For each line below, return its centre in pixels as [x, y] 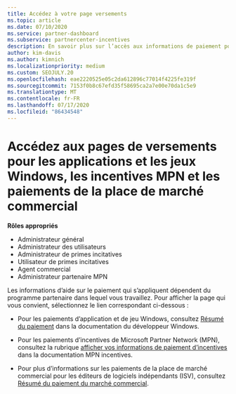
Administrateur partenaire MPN [62, 276]
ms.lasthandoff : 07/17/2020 [48, 105]
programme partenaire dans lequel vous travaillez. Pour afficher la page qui [117, 297]
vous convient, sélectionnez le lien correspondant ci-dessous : [98, 305]
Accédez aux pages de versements [112, 146]
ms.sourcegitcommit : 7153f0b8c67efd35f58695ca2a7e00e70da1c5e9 [102, 86]
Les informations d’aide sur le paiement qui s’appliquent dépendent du [109, 290]
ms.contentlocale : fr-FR [44, 99]
